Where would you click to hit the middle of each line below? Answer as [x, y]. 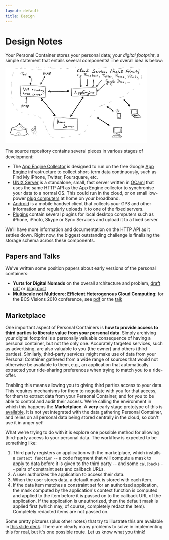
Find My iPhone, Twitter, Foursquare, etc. [55, 177]
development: [19, 157]
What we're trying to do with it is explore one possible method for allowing [82, 432]
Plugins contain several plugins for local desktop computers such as [83, 214]
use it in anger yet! [24, 423]
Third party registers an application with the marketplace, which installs [87, 453]
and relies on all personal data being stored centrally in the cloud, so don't [82, 417]
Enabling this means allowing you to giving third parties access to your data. [84, 385]
